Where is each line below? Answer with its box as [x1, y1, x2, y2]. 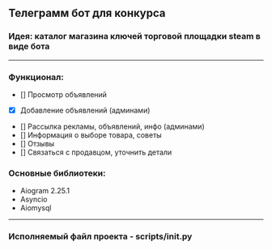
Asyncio [19, 194, 48, 205]
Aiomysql [19, 203, 52, 213]
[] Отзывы [19, 139, 55, 149]
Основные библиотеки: [8, 167, 106, 179]
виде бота [8, 40, 50, 52]
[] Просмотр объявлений [19, 89, 108, 100]
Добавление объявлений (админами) [19, 105, 151, 115]
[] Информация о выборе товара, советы [19, 130, 162, 140]
